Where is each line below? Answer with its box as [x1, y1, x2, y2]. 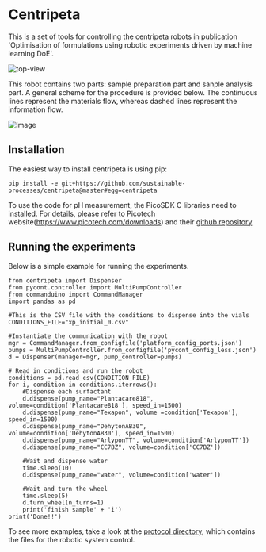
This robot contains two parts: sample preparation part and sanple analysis [8, 79, 253, 89]
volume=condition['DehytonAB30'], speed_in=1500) [8, 429, 176, 437]
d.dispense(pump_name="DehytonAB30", [22, 422, 147, 430]
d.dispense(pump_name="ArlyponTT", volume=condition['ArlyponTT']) [22, 436, 249, 444]
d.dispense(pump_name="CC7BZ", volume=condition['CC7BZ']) [22, 443, 222, 451]
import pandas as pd [8, 297, 77, 305]
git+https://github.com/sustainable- [61, 179, 186, 187]
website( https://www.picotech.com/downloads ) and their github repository [8, 217, 253, 227]
